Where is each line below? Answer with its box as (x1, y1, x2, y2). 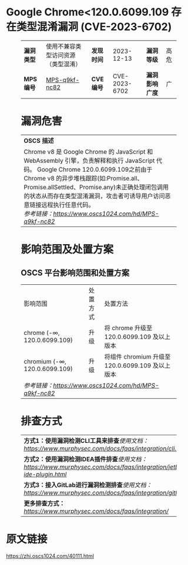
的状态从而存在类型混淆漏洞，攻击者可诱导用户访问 (23, 192, 166, 200)
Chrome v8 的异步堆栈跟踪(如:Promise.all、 (23, 174, 143, 182)
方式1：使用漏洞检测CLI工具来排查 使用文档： (23, 436, 149, 445)
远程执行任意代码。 (41, 201, 95, 209)
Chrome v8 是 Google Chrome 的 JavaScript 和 (23, 147, 153, 156)
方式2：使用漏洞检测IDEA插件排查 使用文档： (23, 455, 148, 463)
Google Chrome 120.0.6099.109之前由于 (37, 165, 153, 173)
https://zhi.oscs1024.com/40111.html (6, 552, 94, 559)
